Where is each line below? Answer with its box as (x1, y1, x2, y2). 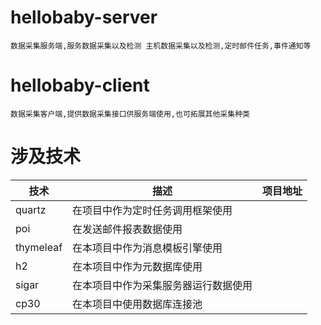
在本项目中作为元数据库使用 (72, 259, 203, 273)
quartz (15, 202, 47, 216)
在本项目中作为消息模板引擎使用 (72, 241, 223, 255)
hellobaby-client (10, 74, 150, 97)
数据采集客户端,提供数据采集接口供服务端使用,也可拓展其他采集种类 (10, 109, 250, 119)
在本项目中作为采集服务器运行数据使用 (72, 278, 253, 292)
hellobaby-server (10, 6, 158, 29)
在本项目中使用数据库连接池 (72, 297, 203, 311)
